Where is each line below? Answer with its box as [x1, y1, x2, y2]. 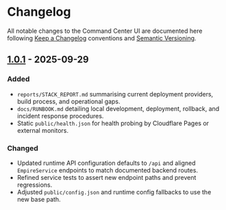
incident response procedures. [16, 111, 104, 120]
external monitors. [16, 126, 68, 134]
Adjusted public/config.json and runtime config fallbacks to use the [16, 187, 212, 196]
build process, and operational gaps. [16, 97, 121, 105]
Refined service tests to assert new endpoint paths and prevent [16, 173, 197, 181]
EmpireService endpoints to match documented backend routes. [16, 166, 199, 174]
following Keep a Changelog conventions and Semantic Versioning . [7, 34, 197, 42]
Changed [7, 143, 39, 153]
